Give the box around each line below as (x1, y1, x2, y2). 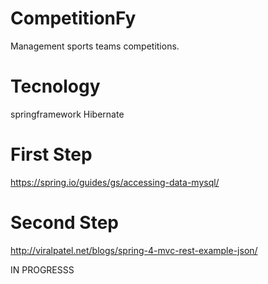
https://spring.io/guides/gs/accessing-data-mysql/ (10, 176, 220, 188)
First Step (10, 143, 93, 166)
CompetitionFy (10, 7, 137, 30)
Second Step (10, 212, 120, 234)
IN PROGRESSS (10, 263, 75, 276)
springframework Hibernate (10, 108, 125, 120)
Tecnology (10, 75, 101, 98)
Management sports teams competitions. (10, 40, 180, 52)
